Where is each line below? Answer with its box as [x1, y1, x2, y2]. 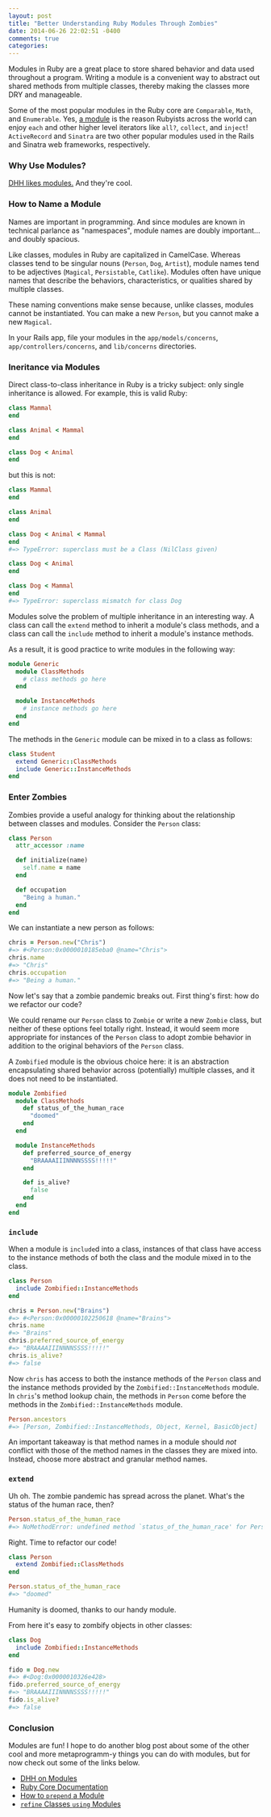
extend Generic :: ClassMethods [15, 757, 117, 765]
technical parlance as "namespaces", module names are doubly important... [8, 226, 261, 235]
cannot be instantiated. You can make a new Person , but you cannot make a [8, 308, 260, 318]
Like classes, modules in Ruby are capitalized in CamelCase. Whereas [8, 250, 241, 259]
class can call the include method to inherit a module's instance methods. [8, 628, 254, 639]
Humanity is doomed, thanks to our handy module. [8, 1604, 177, 1614]
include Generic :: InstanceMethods [15, 765, 131, 773]
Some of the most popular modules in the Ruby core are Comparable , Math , [8, 106, 253, 116]
